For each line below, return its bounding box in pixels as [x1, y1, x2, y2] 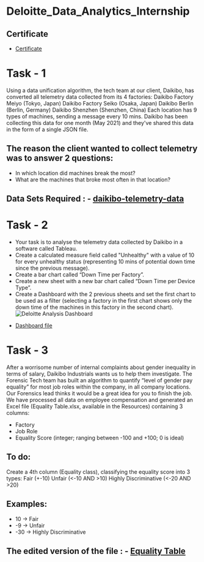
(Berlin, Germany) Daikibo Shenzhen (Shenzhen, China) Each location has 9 [6, 106, 197, 113]
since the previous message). [15, 265, 90, 272]
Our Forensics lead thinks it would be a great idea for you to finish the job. [6, 390, 192, 397]
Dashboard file [15, 322, 53, 329]
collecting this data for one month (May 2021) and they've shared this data [6, 119, 194, 126]
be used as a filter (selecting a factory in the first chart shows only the [15, 297, 192, 305]
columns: [6, 409, 30, 417]
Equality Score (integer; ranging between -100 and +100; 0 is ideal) [15, 434, 184, 442]
